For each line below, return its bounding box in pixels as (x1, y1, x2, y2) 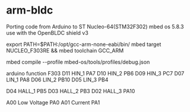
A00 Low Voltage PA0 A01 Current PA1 (6, 98, 100, 106)
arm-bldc (6, 4, 53, 17)
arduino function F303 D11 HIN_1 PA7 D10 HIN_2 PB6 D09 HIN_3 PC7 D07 (6, 70, 185, 77)
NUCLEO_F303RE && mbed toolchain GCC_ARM (6, 47, 124, 54)
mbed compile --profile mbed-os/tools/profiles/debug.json (6, 58, 150, 65)
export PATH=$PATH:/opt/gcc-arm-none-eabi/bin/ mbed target (6, 41, 161, 48)
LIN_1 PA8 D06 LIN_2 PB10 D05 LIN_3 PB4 (6, 76, 109, 83)
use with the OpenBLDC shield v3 (6, 29, 89, 36)
